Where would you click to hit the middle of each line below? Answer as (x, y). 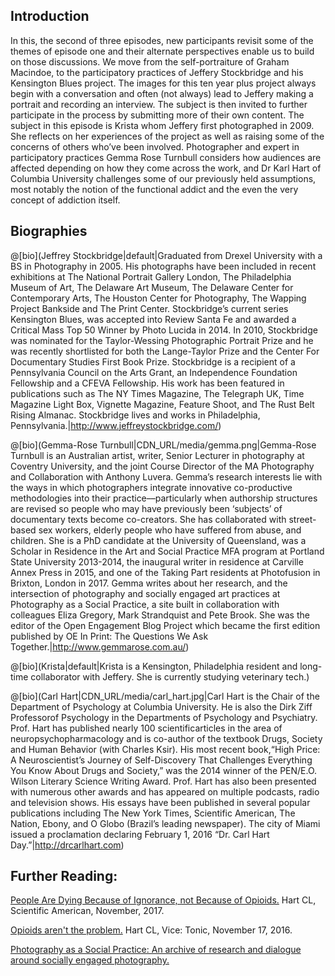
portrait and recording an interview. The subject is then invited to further (159, 104)
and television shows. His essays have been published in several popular (160, 802)
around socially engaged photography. (90, 960)
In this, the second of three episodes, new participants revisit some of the (162, 40)
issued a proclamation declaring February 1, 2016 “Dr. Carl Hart (140, 834)
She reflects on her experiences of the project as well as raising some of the (167, 136)
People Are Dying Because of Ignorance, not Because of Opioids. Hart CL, (163, 900)
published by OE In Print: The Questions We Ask (109, 636)
